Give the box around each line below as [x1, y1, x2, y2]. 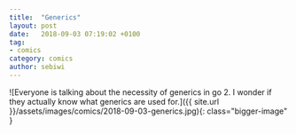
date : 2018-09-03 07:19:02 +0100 [9, 29, 141, 38]
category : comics [9, 54, 74, 63]
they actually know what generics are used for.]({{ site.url [9, 96, 220, 106]
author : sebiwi [9, 63, 66, 72]
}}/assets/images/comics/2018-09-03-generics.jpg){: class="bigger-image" [9, 106, 288, 116]
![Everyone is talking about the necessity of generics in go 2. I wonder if [9, 86, 272, 98]
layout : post [9, 21, 58, 30]
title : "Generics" [9, 12, 82, 22]
